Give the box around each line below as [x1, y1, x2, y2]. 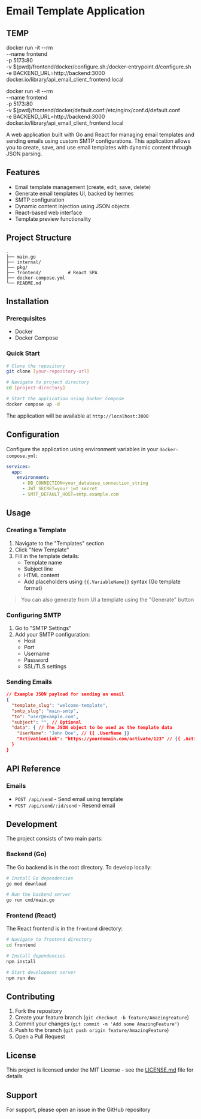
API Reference [6, 764, 61, 774]
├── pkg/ [6, 264, 28, 271]
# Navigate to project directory [6, 379, 90, 385]
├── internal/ [6, 259, 42, 265]
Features [6, 167, 40, 178]
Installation [6, 296, 49, 307]
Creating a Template [6, 526, 67, 535]
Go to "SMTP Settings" [14, 624, 72, 631]
